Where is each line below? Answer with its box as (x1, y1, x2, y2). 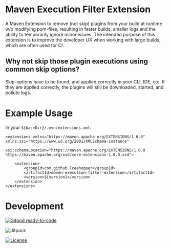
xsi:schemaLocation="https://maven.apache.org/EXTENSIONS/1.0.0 (5, 147, 145, 153)
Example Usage (5, 107, 73, 119)
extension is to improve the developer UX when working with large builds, (5, 37, 161, 43)
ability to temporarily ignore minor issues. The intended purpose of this (5, 31, 155, 37)
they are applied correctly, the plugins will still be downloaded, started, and (5, 84, 164, 90)
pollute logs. (5, 89, 32, 96)
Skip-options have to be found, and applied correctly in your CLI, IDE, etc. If (5, 78, 165, 85)
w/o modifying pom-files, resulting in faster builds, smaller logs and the (5, 26, 156, 32)
